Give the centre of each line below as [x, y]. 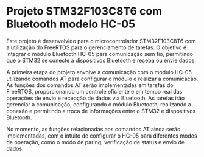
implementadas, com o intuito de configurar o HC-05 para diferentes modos [102, 136]
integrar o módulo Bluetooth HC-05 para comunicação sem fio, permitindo [100, 54]
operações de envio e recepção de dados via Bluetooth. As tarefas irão [96, 98]
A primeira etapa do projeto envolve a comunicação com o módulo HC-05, [100, 72]
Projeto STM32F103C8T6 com [84, 11]
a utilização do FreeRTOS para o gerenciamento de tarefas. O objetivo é [97, 47]
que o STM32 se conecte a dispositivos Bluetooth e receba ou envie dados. [101, 60]
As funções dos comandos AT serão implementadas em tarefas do [90, 85]
